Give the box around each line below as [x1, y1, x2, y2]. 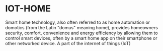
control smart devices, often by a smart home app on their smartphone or [5, 35, 157, 41]
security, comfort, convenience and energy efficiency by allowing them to [5, 30, 158, 36]
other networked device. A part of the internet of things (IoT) [5, 40, 131, 46]
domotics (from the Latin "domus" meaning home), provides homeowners [5, 24, 158, 30]
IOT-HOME [5, 3, 51, 14]
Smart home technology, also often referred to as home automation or [5, 19, 150, 25]
